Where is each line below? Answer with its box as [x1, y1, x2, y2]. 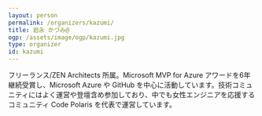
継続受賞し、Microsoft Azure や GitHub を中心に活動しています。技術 [8, 80, 233, 89]
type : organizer [8, 41, 61, 49]
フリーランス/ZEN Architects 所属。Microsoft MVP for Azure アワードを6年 [8, 71, 251, 79]
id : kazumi [8, 48, 44, 56]
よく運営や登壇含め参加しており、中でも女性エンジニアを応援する [42, 90, 256, 99]
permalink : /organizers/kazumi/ [8, 19, 114, 27]
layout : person [8, 11, 58, 20]
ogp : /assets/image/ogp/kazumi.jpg [8, 33, 125, 42]
